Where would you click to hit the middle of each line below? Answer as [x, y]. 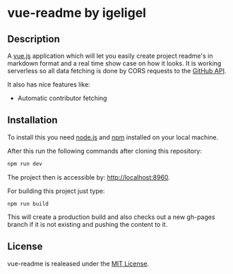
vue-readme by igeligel [77, 13]
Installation [32, 120]
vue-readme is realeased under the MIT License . [78, 263]
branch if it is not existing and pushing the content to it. [88, 224]
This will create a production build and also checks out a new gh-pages [111, 217]
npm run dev [25, 163]
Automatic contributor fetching [62, 98]
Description [34, 39]
